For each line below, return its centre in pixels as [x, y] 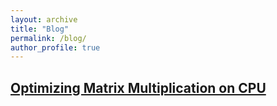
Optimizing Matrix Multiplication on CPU [138, 87]
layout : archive [44, 19]
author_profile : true [55, 47]
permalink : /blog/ [48, 38]
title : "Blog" [40, 29]
